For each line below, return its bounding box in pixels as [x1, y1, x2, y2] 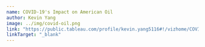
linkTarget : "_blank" [6, 32, 62, 38]
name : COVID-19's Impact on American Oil [6, 9, 113, 15]
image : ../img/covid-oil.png [6, 20, 81, 26]
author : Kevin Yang [6, 15, 56, 21]
